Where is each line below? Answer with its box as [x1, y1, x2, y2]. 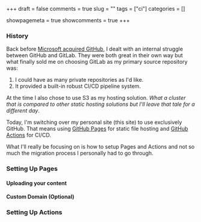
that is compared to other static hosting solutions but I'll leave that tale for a [6, 100, 196, 108]
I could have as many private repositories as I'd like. [14, 76, 144, 84]
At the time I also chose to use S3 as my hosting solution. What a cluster [6, 94, 186, 102]
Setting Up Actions [6, 208, 63, 217]
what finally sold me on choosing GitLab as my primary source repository [6, 58, 188, 66]
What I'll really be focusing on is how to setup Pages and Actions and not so [6, 143, 195, 150]
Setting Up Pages [6, 165, 58, 173]
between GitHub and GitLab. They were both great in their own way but [6, 52, 184, 59]
